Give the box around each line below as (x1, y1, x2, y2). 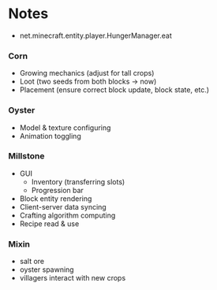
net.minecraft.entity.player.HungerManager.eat (19, 31, 172, 40)
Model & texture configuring (19, 123, 111, 132)
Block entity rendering (19, 194, 92, 203)
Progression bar (31, 185, 84, 195)
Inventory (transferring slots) (31, 177, 125, 186)
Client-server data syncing (19, 202, 107, 211)
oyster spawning (19, 265, 74, 274)
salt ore (19, 257, 45, 266)
